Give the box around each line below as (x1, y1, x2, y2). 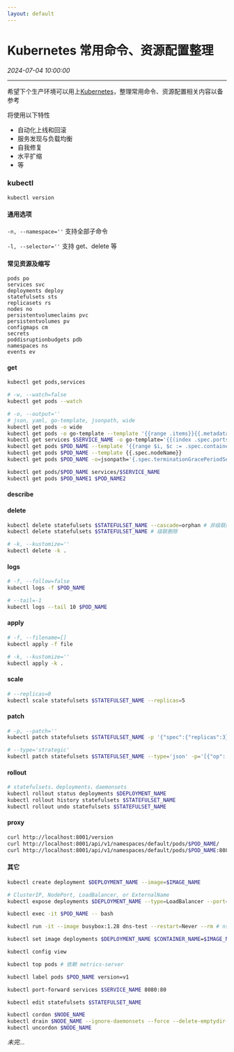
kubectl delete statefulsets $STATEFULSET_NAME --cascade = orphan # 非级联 (7, 521, 226, 528)
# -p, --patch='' (7, 728, 58, 735)
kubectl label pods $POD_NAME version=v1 (7, 973, 130, 981)
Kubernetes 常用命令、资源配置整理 (7, 43, 214, 58)
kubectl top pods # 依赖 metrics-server (7, 960, 124, 968)
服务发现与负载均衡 (17, 134, 73, 143)
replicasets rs (7, 300, 52, 307)
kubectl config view (7, 949, 68, 956)
